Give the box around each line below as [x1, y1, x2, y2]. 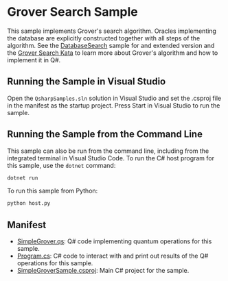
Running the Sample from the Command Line [7, 128, 203, 140]
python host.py [7, 200, 51, 207]
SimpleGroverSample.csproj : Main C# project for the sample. [16, 267, 190, 275]
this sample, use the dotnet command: [7, 161, 116, 169]
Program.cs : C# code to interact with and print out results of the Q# [16, 252, 209, 260]
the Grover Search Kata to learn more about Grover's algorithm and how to [7, 49, 218, 57]
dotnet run [7, 174, 38, 182]
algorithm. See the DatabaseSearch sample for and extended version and [7, 41, 215, 49]
